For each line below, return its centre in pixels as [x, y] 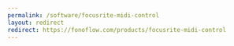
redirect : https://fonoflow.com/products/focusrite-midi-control [117, 30]
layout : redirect [36, 23]
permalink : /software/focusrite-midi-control [83, 15]
